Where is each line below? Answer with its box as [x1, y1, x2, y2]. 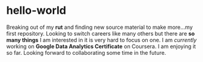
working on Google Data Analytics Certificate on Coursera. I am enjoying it [6, 43, 196, 50]
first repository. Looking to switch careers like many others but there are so [6, 29, 195, 37]
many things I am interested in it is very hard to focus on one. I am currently [6, 36, 197, 43]
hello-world [6, 4, 67, 17]
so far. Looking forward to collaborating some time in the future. [6, 49, 167, 56]
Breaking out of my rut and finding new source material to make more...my [6, 23, 193, 31]
